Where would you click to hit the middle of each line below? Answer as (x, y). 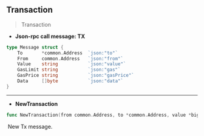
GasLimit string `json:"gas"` (69, 70)
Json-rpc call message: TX (50, 36)
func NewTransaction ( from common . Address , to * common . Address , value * (99, 115)
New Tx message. (30, 126)
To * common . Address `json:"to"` (68, 53)
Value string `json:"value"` (72, 64)
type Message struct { (35, 47)
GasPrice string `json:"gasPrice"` (76, 76)
